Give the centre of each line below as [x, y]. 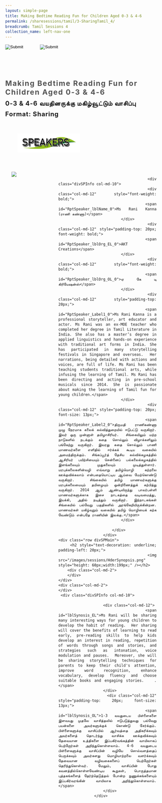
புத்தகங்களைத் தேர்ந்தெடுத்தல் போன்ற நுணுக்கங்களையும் [107, 776]
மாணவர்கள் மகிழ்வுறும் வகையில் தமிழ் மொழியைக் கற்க [107, 510]
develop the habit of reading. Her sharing [107, 625]
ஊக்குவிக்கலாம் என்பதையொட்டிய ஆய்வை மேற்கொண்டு [107, 475]
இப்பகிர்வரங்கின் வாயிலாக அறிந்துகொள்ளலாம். [107, 781]
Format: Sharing [32, 114]
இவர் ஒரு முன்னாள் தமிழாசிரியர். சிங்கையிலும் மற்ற [107, 435]
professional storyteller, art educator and [107, 319]
